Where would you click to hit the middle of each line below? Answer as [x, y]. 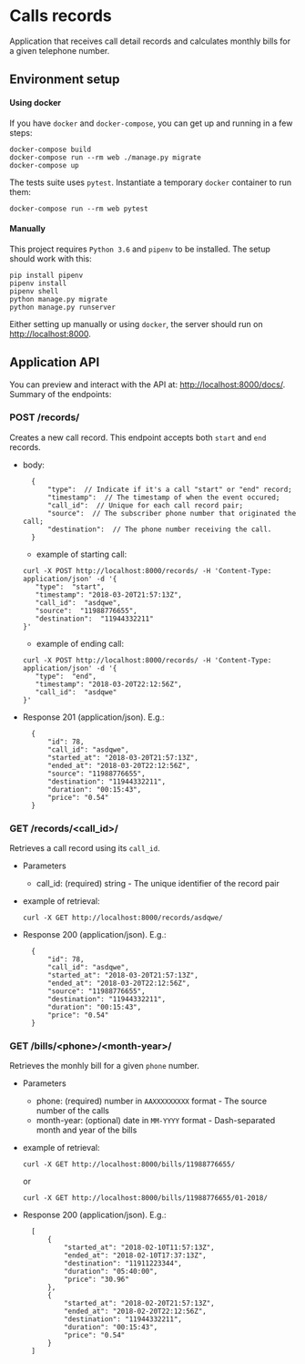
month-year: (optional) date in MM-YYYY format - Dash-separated [156, 1121]
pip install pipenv [46, 275]
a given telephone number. [60, 50]
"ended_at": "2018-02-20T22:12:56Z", [135, 1312]
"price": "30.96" [96, 1280]
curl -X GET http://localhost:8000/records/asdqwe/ [122, 918]
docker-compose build [51, 149]
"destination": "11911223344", [122, 1264]
